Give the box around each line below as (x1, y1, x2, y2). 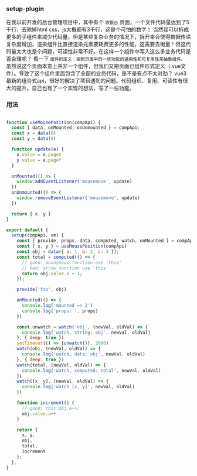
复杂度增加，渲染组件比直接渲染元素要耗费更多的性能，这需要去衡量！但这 (6, 40, 186, 48)
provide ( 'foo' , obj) (16, 286, 67, 293)
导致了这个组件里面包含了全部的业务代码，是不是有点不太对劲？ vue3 (18, 70, 186, 77)
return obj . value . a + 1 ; (21, 270, 83, 276)
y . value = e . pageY (16, 157, 62, 163)
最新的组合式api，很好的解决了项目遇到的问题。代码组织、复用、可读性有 (6, 77, 183, 84)
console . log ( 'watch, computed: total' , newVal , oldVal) (21, 368, 161, 374)
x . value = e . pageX (16, 152, 62, 157)
